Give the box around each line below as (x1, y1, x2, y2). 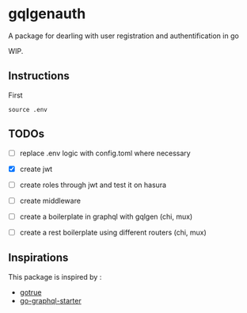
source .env (8, 105, 47, 113)
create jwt (19, 164, 53, 174)
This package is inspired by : (8, 272, 102, 281)
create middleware (19, 196, 82, 205)
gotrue (19, 287, 42, 297)
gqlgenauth (8, 5, 86, 23)
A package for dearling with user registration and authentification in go (8, 31, 239, 40)
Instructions (8, 69, 70, 83)
